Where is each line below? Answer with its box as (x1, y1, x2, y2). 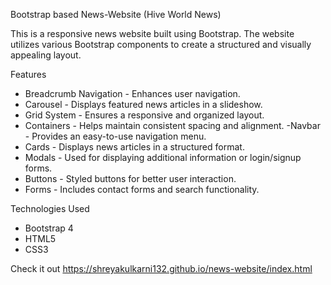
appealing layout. (10, 49, 82, 61)
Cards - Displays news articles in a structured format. (24, 141, 245, 153)
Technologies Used (10, 203, 90, 214)
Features (10, 69, 47, 80)
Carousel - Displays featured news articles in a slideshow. (24, 99, 263, 110)
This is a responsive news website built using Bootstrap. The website (10, 28, 295, 39)
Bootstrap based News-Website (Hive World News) (10, 9, 222, 20)
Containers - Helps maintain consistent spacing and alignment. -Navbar (24, 120, 321, 131)
